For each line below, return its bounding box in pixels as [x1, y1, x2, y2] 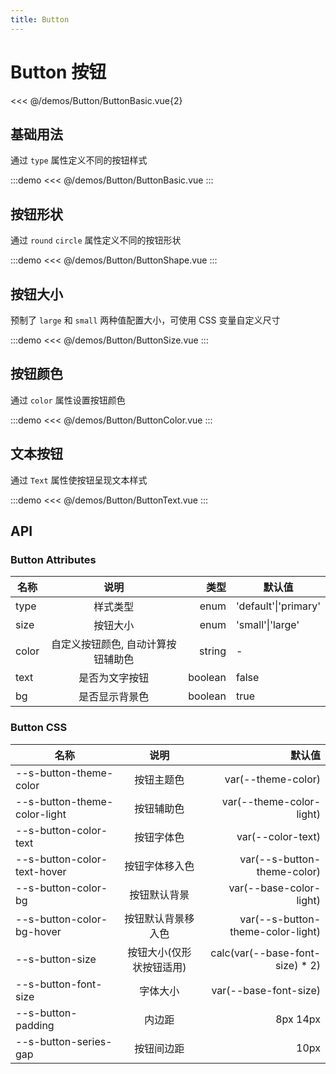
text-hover [15, 864, 67, 878]
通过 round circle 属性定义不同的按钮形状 [10, 234, 182, 246]
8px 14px [275, 1012, 321, 1026]
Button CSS [10, 721, 68, 735]
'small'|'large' [236, 618, 300, 632]
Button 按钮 [10, 61, 107, 83]
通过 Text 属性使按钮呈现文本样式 [10, 474, 148, 486]
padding [15, 1018, 55, 1032]
